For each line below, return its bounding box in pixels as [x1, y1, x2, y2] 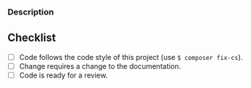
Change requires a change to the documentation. [18, 61, 181, 70]
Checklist [7, 31, 57, 45]
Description [7, 6, 54, 18]
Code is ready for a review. [18, 70, 109, 80]
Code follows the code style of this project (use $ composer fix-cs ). [18, 52, 243, 62]
